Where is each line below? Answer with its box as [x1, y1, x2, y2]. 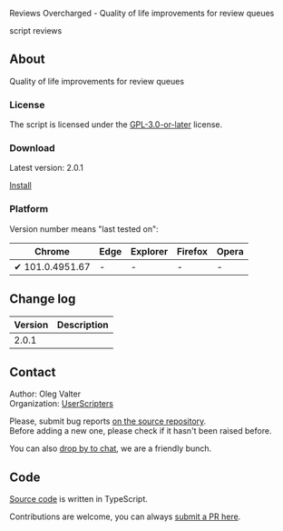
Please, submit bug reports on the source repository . [9, 416, 207, 426]
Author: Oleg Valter [9, 388, 82, 399]
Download [9, 142, 56, 155]
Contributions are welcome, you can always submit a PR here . [9, 511, 241, 522]
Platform [9, 203, 48, 215]
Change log [9, 291, 76, 307]
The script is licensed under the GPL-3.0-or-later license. [9, 119, 223, 130]
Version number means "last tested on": [9, 223, 159, 235]
